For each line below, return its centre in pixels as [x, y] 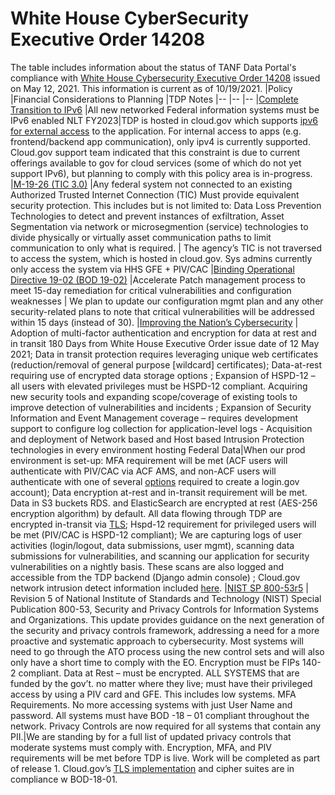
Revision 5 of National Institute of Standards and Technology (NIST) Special [166, 598]
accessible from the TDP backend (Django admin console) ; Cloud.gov [155, 577]
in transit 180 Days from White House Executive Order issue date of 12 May [165, 343]
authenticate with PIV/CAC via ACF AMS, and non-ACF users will [143, 471]
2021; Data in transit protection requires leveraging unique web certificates [164, 354]
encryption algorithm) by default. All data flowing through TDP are [146, 513]
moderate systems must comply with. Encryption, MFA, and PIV [141, 747]
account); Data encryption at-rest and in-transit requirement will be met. [159, 492]
